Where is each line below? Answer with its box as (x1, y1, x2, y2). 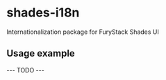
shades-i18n (6, 5, 80, 21)
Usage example (6, 48, 76, 59)
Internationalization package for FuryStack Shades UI (6, 28, 159, 36)
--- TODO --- (6, 66, 44, 74)
